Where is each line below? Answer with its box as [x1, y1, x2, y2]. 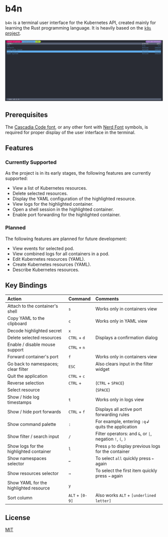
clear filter [7, 366, 28, 372]
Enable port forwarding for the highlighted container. [12, 212, 121, 218]
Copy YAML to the [7, 315, 45, 321]
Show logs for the [7, 443, 44, 449]
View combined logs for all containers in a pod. [12, 251, 109, 257]
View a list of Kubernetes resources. [12, 185, 87, 191]
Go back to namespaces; [7, 361, 59, 367]
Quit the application [7, 373, 47, 379]
